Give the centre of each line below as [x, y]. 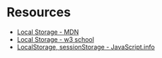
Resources [39, 12]
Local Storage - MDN [48, 32]
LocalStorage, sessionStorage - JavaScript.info [86, 47]
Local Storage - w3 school [56, 39]
